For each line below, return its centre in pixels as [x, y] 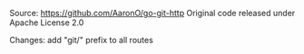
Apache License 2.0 [47, 22]
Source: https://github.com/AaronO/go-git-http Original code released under [152, 13]
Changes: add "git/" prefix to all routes [82, 40]
